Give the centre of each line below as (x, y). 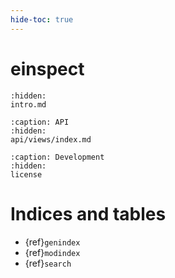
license (26, 174)
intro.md (28, 104)
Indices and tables (88, 213)
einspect (47, 68)
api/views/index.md (51, 139)
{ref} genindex (52, 242)
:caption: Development (57, 157)
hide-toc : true (42, 19)
